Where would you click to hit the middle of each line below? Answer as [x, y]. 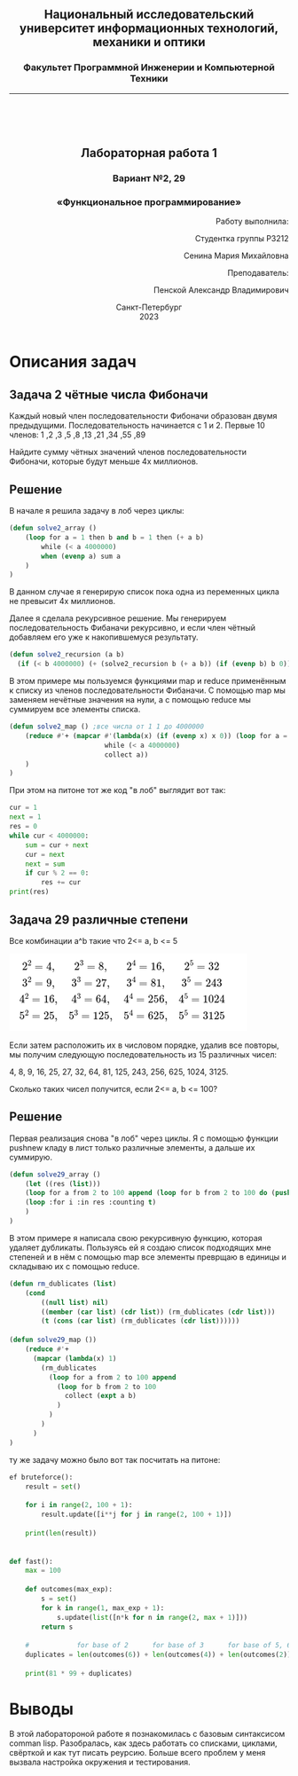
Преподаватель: [258, 273]
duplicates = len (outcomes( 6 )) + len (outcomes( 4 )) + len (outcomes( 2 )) [158, 1655]
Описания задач [73, 362]
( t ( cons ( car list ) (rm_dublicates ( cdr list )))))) [141, 1321]
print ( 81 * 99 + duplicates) [79, 1674]
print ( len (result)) [61, 1533]
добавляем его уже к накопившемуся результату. [104, 637]
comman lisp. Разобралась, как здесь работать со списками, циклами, [143, 1743]
